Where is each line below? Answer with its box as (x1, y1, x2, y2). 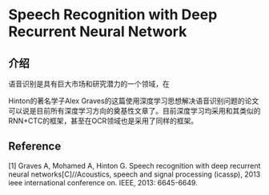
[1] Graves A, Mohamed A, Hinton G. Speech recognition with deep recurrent (8, 161, 261, 170)
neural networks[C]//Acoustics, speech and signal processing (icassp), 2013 (8, 169, 261, 179)
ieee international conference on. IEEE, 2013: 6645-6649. (8, 177, 198, 187)
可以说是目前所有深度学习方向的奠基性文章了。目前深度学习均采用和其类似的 (8, 106, 261, 115)
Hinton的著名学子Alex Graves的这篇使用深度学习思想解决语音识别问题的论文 (8, 96, 259, 105)
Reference (8, 140, 62, 153)
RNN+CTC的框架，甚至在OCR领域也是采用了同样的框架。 (8, 116, 199, 125)
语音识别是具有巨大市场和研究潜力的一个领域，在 (8, 79, 170, 89)
